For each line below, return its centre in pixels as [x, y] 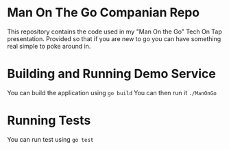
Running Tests [49, 121]
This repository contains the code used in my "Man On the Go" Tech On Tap [114, 32]
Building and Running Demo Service [111, 74]
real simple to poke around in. [49, 46]
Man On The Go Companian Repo [104, 13]
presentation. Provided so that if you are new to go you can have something [114, 38]
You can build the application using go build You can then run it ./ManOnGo [112, 92]
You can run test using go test [50, 139]
